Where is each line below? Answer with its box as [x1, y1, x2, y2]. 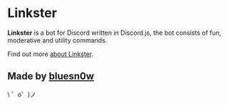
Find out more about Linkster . [7, 50, 94, 58]
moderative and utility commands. [7, 35, 108, 44]
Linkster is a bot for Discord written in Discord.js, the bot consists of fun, [7, 28, 222, 37]
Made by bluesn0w [7, 70, 95, 82]
